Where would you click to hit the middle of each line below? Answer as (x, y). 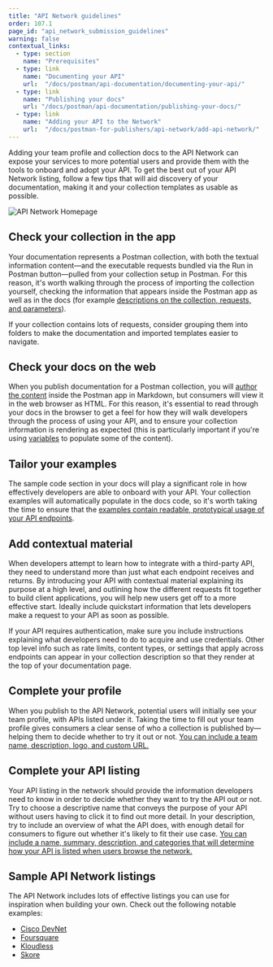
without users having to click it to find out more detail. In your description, (132, 816)
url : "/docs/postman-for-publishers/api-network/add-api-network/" (141, 129)
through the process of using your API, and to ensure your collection (123, 421)
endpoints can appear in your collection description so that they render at (132, 657)
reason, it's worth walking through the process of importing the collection (131, 282)
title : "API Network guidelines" (65, 16)
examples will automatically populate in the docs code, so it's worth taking (133, 501)
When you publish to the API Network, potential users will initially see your (133, 710)
